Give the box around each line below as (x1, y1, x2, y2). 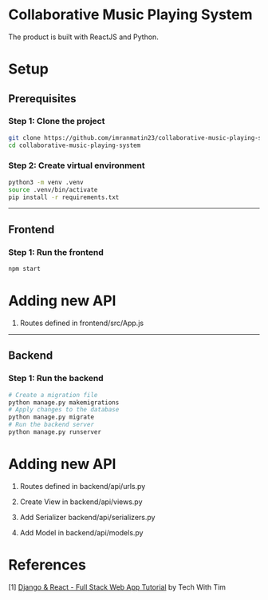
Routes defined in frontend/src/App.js (19, 318, 144, 328)
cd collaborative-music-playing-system (8, 141, 141, 149)
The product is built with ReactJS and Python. (8, 32, 160, 42)
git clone (8, 133, 41, 141)
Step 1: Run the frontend (8, 246, 104, 257)
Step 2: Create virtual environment (8, 160, 145, 171)
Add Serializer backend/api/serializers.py (19, 512, 156, 522)
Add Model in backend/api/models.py (19, 527, 144, 537)
